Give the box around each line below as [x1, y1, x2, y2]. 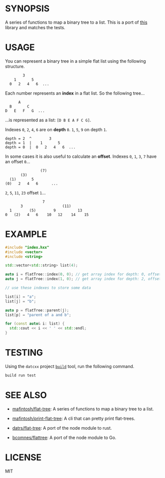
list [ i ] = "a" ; [5, 294, 36, 299]
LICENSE [5, 452, 42, 463]
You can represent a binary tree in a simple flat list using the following [5, 58, 146, 64]
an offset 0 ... [5, 158, 30, 164]
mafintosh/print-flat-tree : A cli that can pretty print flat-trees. [12, 415, 136, 421]
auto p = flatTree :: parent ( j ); [5, 308, 69, 313]
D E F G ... [5, 108, 45, 113]
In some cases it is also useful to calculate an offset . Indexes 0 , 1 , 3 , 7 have [5, 153, 157, 159]
